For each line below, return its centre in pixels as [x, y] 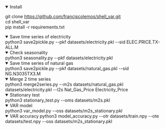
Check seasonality [29, 53]
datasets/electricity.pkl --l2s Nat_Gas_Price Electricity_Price [67, 90]
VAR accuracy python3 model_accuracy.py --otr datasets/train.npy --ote [84, 116]
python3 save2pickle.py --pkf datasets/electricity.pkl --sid [65, 42]
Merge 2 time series [30, 79]
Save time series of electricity [40, 37]
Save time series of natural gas [42, 63]
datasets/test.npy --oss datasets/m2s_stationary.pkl [59, 121]
